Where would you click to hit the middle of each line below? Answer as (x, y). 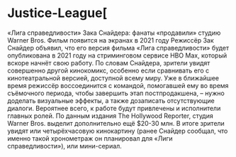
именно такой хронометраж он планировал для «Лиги (90, 138)
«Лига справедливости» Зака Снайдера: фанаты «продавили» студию (114, 33)
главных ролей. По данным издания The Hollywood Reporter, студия (111, 116)
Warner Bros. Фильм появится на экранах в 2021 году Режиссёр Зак (111, 40)
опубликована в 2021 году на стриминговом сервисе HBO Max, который (117, 55)
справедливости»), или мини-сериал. (64, 146)
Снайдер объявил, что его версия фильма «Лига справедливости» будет (118, 48)
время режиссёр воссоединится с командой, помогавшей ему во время (118, 85)
